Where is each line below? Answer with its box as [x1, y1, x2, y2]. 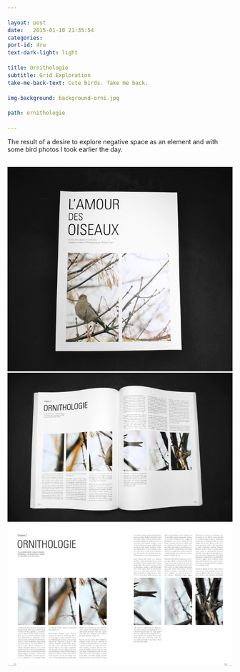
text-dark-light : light [7, 49, 79, 56]
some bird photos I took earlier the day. [7, 145, 123, 154]
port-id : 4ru [7, 41, 46, 49]
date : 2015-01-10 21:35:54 [7, 26, 94, 34]
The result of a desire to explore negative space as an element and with [7, 137, 219, 146]
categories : [7, 34, 43, 41]
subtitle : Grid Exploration [7, 71, 91, 79]
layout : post [7, 19, 46, 26]
